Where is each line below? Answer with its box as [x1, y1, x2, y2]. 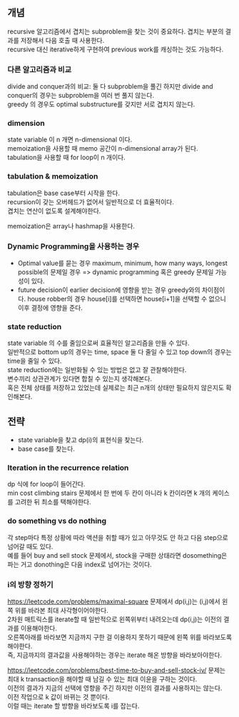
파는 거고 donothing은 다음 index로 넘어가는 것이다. [7, 560, 152, 568]
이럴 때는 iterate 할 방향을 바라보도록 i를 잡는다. [7, 702, 140, 710]
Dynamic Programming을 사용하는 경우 [7, 241, 140, 251]
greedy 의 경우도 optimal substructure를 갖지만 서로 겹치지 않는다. [7, 100, 195, 109]
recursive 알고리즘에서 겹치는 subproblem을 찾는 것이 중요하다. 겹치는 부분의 [7, 27, 224, 36]
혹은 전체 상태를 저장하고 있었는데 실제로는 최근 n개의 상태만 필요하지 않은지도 [7, 383, 225, 392]
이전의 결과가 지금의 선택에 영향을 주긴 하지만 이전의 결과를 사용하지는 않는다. [7, 684, 223, 692]
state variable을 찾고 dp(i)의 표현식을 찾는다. [17, 436, 144, 444]
